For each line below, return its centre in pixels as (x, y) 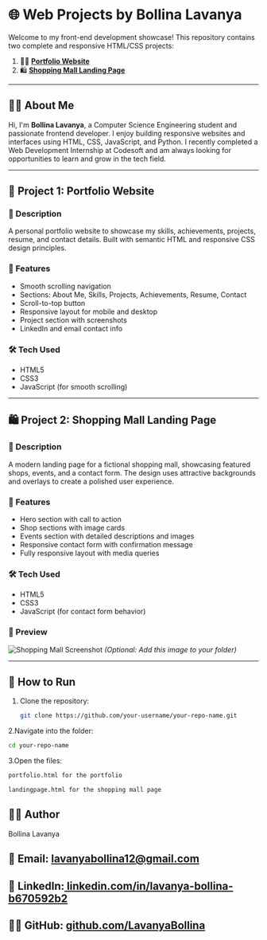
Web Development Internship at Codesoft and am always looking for (120, 150)
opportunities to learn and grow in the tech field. (87, 159)
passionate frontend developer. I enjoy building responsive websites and (127, 133)
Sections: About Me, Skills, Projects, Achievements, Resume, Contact (133, 294)
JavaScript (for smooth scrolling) (74, 387)
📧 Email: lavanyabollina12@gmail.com (104, 859)
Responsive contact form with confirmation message (106, 545)
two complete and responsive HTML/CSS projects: (91, 45)
